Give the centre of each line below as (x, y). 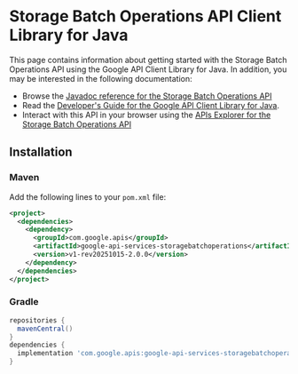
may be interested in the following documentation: (101, 78)
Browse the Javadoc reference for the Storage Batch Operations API (147, 96)
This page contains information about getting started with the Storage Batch (148, 60)
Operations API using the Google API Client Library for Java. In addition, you (148, 69)
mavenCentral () (45, 329)
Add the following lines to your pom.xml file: (88, 196)
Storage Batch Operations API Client (145, 16)
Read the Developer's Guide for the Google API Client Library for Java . (151, 105)
